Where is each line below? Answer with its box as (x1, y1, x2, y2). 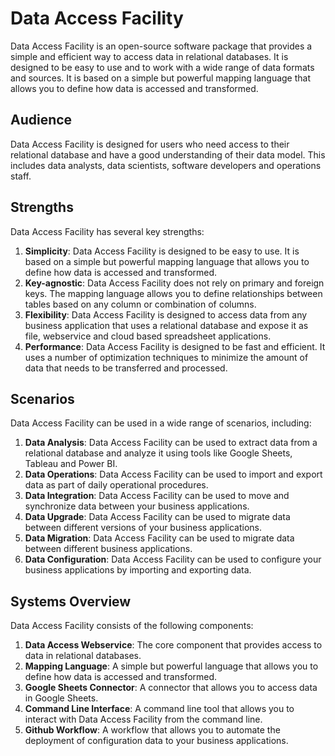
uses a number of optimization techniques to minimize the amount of (24, 351, 309, 363)
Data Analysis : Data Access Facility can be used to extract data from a (24, 437, 318, 449)
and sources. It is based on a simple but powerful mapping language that (10, 72, 312, 84)
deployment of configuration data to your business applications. (24, 735, 289, 747)
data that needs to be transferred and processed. (24, 362, 228, 374)
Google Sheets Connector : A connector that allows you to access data (24, 682, 318, 694)
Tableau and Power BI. (24, 458, 118, 470)
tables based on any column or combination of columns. (24, 298, 257, 310)
